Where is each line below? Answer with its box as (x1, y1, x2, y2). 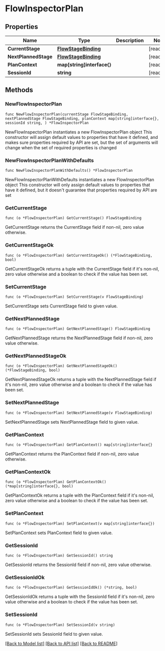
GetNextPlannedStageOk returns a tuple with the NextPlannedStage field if (5, 377, 157, 382)
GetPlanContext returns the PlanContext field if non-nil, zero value (5, 451, 139, 457)
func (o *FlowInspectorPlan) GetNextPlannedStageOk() (5, 364, 118, 369)
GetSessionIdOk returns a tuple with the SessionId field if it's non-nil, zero (5, 594, 155, 599)
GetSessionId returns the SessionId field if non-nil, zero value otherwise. (5, 562, 152, 568)
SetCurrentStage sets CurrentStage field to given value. (5, 303, 118, 309)
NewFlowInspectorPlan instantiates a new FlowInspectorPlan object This (5, 129, 152, 135)
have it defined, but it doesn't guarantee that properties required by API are (5, 187, 157, 193)
